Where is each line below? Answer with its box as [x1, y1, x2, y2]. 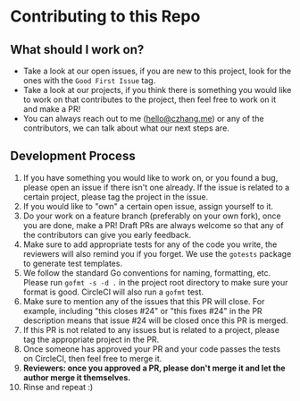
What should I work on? [10, 42, 145, 57]
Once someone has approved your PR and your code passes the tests [22, 343, 280, 354]
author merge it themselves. [22, 371, 131, 382]
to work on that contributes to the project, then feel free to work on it [22, 94, 276, 105]
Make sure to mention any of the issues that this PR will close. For [22, 295, 265, 306]
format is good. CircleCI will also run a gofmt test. [22, 286, 204, 297]
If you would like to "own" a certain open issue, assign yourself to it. [22, 200, 274, 211]
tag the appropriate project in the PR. [22, 334, 160, 345]
